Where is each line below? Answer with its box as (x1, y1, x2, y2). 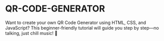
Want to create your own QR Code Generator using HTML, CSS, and (5, 19, 146, 25)
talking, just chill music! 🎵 (5, 30, 58, 36)
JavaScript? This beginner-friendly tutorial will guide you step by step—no (5, 24, 159, 30)
